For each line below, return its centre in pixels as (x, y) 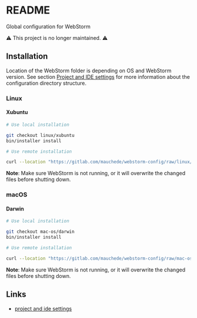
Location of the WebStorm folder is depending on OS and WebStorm (89, 71)
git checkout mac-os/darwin (40, 232)
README (28, 10)
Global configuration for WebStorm (48, 26)
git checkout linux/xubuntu (40, 135)
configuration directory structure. (46, 83)
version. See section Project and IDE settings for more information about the (98, 76)
